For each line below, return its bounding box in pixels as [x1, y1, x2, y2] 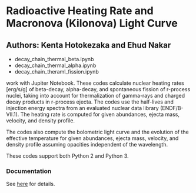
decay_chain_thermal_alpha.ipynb [14, 62, 97, 69]
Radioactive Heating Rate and [6, 4, 154, 18]
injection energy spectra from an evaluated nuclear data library [6, 105, 159, 111]
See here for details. [6, 181, 55, 188]
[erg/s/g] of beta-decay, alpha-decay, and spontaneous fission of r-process [6, 86, 191, 92]
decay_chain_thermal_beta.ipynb [14, 56, 94, 62]
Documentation [6, 167, 52, 175]
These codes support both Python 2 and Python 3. [6, 152, 129, 159]
